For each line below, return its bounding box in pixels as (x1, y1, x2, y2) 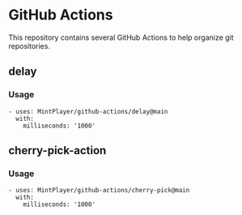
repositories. (8, 41, 51, 50)
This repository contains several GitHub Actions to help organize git (8, 32, 234, 42)
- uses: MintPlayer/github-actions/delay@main (8, 107, 168, 115)
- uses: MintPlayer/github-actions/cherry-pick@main (8, 187, 190, 195)
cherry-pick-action (8, 144, 107, 157)
